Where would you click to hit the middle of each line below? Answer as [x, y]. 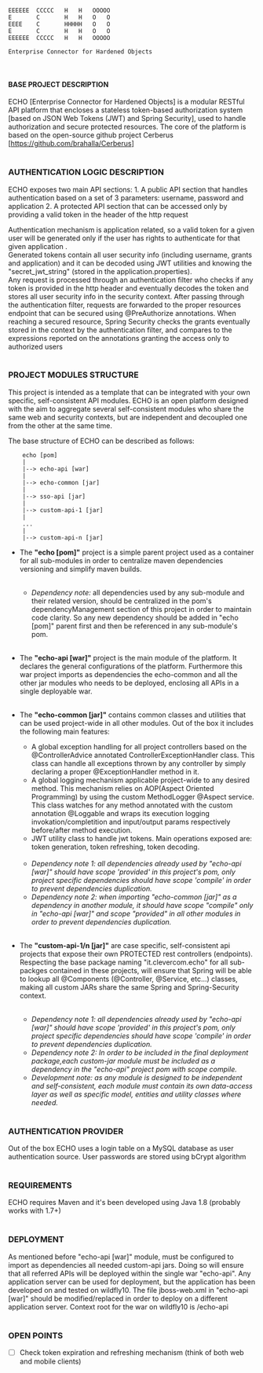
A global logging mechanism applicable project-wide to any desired [140, 780]
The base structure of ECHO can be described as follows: [101, 441]
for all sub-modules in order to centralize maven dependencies [121, 560]
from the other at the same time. [60, 425]
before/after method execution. [82, 830]
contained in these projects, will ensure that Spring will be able [151, 970]
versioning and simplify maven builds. [80, 569]
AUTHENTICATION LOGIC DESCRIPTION [86, 172]
